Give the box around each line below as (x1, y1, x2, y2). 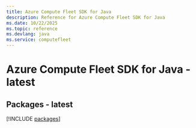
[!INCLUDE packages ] (6, 115, 61, 122)
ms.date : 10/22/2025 (6, 20, 58, 26)
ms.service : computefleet (6, 37, 71, 43)
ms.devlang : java (6, 31, 50, 37)
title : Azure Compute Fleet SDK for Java (6, 8, 112, 15)
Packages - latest (6, 99, 73, 109)
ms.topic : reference (6, 25, 58, 32)
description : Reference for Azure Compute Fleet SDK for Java (6, 14, 165, 20)
